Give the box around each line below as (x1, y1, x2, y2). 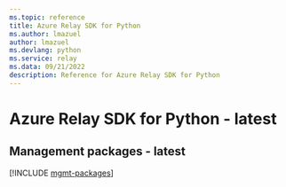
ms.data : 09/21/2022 (9, 63, 86, 72)
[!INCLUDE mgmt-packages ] (9, 168, 114, 178)
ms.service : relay (9, 54, 77, 63)
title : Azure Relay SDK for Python (9, 21, 141, 30)
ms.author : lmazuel (9, 29, 82, 38)
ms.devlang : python (9, 46, 82, 55)
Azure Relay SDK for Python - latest (9, 108, 277, 129)
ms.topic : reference (9, 12, 86, 22)
